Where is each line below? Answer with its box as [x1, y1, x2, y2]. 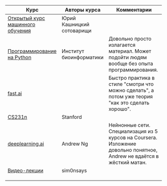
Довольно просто [108, 35, 152, 42]
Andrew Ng [61, 140, 88, 147]
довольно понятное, [108, 147, 158, 153]
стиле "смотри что [108, 81, 154, 88]
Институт [61, 48, 84, 54]
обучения [7, 27, 31, 34]
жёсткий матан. [108, 159, 147, 166]
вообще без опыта [108, 60, 153, 67]
